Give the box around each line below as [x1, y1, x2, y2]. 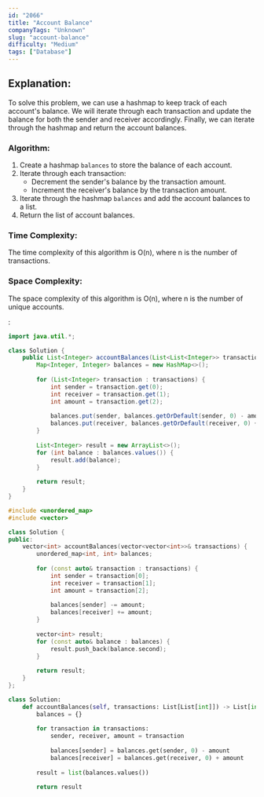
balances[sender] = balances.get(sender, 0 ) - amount [49, 747, 230, 755]
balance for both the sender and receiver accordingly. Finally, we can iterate [8, 115, 255, 124]
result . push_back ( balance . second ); [49, 645, 167, 653]
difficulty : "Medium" [8, 41, 79, 49]
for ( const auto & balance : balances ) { [36, 638, 170, 645]
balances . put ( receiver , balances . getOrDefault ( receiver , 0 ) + [49, 419, 258, 428]
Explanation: [8, 77, 71, 90]
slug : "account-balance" [8, 33, 90, 42]
